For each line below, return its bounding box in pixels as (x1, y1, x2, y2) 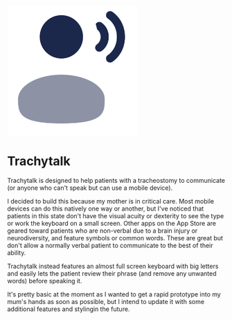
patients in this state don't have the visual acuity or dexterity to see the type (7, 211, 224, 220)
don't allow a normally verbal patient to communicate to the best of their (7, 241, 213, 249)
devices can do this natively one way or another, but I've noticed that (7, 204, 204, 213)
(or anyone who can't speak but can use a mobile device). (7, 184, 173, 192)
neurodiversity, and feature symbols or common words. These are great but (7, 233, 224, 242)
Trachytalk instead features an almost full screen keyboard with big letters (7, 262, 219, 270)
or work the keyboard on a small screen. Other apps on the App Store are (7, 219, 217, 227)
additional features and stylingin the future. (7, 305, 130, 313)
